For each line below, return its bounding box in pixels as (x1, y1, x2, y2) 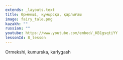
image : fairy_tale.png (5, 16, 53, 21)
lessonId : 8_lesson (5, 35, 46, 40)
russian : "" (5, 26, 30, 31)
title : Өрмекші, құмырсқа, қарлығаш (5, 12, 82, 17)
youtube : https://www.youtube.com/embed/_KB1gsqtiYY (5, 30, 118, 35)
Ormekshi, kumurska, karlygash (5, 48, 71, 55)
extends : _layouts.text (5, 7, 55, 12)
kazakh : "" (5, 21, 28, 26)
